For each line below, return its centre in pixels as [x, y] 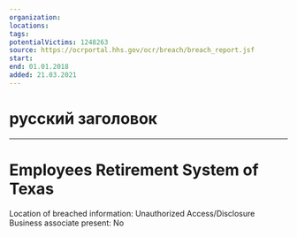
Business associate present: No [67, 223]
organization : [35, 17]
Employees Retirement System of [134, 170]
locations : [29, 26]
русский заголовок [83, 118]
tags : [19, 34]
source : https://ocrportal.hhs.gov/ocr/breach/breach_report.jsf [132, 50]
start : [21, 58]
